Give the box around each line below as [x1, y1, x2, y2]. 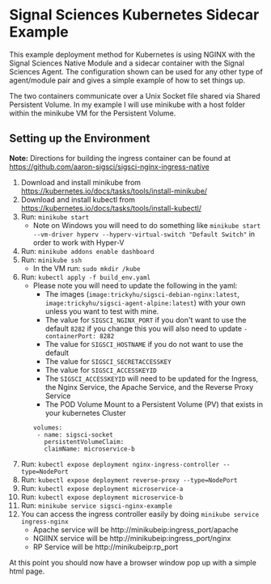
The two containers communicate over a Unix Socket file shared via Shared [9, 91, 260, 100]
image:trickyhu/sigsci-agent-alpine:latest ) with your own [44, 298, 246, 307]
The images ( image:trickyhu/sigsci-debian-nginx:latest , [44, 289, 240, 298]
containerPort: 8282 [44, 332, 115, 341]
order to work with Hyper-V [32, 237, 125, 248]
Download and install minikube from [20, 177, 141, 187]
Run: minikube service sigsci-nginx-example [20, 500, 173, 510]
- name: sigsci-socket [36, 430, 114, 438]
